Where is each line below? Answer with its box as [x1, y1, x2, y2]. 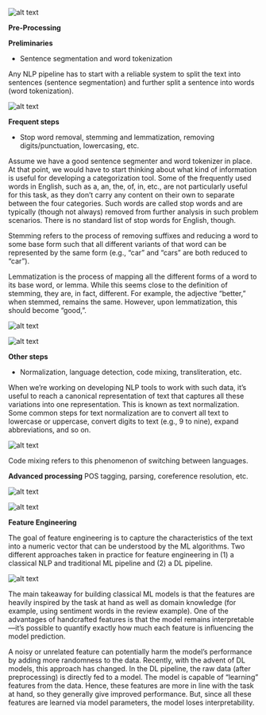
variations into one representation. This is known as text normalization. [8, 400, 240, 409]
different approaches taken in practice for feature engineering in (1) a [8, 550, 234, 559]
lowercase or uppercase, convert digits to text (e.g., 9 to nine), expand [8, 416, 239, 426]
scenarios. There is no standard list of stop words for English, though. [8, 216, 237, 225]
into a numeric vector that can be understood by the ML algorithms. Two [8, 541, 245, 551]
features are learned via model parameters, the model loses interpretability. [8, 697, 255, 707]
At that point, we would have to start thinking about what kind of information [8, 165, 257, 174]
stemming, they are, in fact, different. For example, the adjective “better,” [8, 289, 246, 298]
